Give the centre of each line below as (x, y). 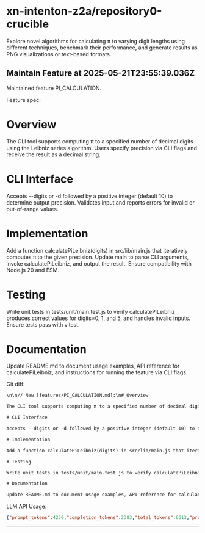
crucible (28, 24)
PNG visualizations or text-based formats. (59, 54)
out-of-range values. (33, 209)
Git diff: (16, 384)
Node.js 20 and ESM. (33, 270)
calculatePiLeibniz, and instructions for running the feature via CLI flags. (97, 372)
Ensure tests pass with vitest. (43, 324)
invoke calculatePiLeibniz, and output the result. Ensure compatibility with (99, 263)
